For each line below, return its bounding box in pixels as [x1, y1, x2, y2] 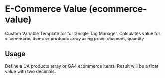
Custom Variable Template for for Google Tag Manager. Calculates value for [5, 30, 161, 36]
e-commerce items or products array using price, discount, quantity [5, 36, 144, 41]
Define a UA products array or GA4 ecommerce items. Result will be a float [5, 63, 159, 69]
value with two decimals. [5, 68, 56, 74]
